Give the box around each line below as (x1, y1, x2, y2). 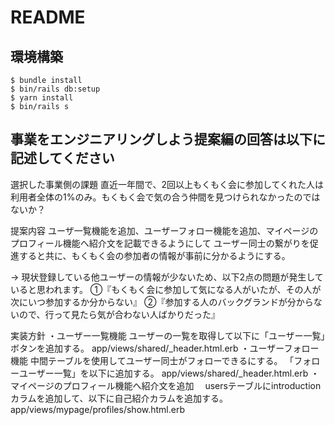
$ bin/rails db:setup (10, 84, 101, 94)
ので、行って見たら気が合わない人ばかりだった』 (18, 308, 221, 320)
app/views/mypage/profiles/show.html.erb (10, 403, 186, 415)
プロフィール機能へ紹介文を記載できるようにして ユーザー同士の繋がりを (10, 237, 310, 249)
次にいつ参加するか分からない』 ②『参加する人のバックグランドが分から (10, 296, 314, 308)
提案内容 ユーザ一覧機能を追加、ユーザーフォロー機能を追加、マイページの (10, 224, 319, 236)
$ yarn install (10, 93, 74, 103)
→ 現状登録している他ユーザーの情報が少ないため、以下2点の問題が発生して (10, 271, 324, 283)
